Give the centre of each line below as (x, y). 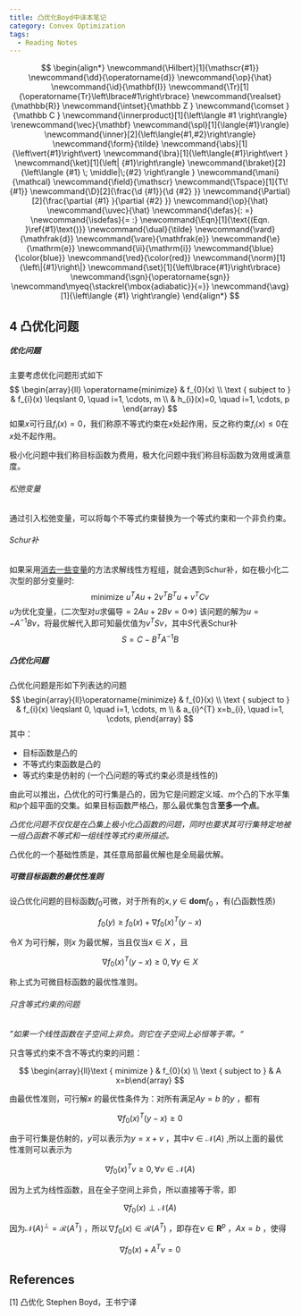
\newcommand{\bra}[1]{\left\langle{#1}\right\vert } (196, 154)
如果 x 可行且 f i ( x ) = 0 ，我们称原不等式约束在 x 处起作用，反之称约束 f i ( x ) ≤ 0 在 (149, 424)
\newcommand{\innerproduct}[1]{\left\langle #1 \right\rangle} (175, 115)
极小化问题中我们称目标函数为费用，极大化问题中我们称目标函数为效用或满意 (150, 455)
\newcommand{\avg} (251, 286)
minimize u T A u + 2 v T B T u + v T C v (150, 595)
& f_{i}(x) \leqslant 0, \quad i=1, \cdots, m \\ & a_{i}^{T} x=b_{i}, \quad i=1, (150, 709)
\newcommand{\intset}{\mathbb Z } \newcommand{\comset (173, 106)
